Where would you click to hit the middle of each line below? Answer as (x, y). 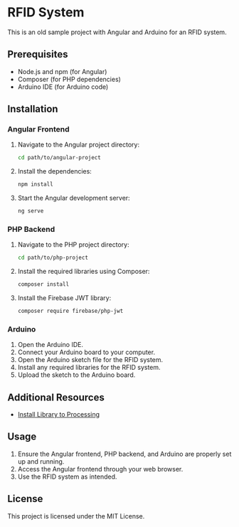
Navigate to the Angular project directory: (79, 145)
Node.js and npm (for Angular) (62, 71)
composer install (43, 284)
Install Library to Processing (59, 415)
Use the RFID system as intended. (67, 477)
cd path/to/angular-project (59, 158)
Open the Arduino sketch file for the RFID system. (90, 360)
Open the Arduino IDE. (51, 345)
